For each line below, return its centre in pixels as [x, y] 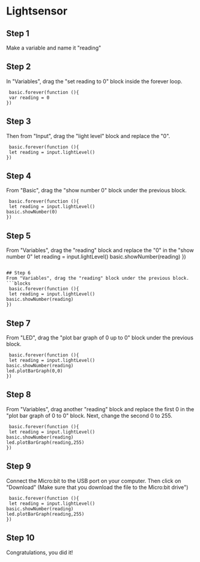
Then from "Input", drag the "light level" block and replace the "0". [88, 136]
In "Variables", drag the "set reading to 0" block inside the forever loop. [94, 81]
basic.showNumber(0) [32, 212]
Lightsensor [37, 11]
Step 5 [19, 235]
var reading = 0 [29, 98]
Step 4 [19, 176]
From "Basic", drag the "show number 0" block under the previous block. [97, 191]
